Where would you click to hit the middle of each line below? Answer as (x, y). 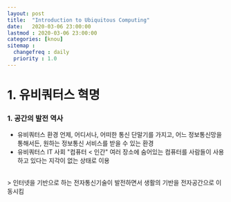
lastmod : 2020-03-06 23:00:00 (52, 33)
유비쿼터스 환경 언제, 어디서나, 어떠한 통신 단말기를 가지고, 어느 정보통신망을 (120, 135)
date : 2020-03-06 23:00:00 (49, 26)
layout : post (26, 13)
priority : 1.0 (35, 59)
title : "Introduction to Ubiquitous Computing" (78, 20)
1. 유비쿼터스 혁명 (54, 95)
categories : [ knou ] (35, 39)
